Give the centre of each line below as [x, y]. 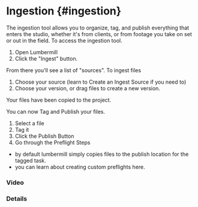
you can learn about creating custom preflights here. [80, 167]
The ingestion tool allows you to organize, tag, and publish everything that [98, 28]
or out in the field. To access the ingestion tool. [64, 40]
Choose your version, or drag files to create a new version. [88, 88]
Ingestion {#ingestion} [64, 11]
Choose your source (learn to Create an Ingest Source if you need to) [100, 82]
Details [17, 199]
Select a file [29, 123]
